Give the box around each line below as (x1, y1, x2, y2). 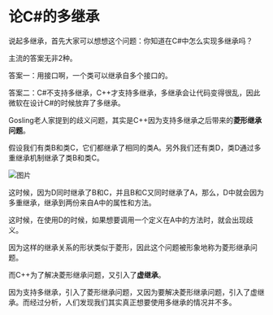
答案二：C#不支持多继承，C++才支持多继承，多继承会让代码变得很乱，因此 (8, 87, 261, 98)
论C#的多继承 (8, 7, 100, 26)
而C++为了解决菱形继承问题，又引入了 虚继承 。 (8, 269, 166, 279)
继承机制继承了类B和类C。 (15, 152, 104, 163)
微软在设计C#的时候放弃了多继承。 (8, 98, 126, 107)
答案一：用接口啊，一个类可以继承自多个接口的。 (8, 70, 172, 80)
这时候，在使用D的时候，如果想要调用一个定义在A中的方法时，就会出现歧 (8, 215, 253, 225)
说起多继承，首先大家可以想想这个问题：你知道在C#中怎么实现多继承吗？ (8, 36, 253, 46)
